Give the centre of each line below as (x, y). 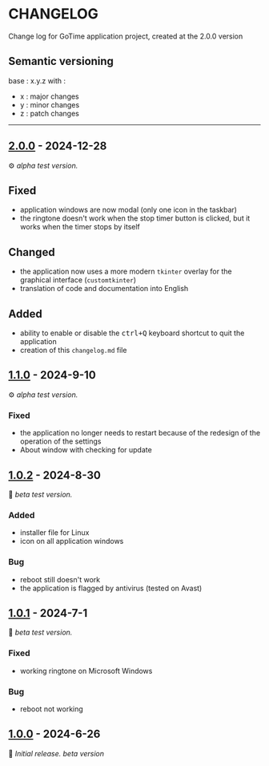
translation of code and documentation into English (104, 289)
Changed (32, 252)
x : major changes (50, 96)
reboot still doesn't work (60, 579)
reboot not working (52, 709)
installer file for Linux (54, 533)
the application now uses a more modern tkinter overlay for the (126, 272)
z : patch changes (50, 113)
